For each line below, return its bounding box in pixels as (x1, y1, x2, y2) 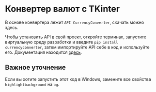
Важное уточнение (5, 63, 66, 72)
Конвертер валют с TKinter (5, 3, 120, 15)
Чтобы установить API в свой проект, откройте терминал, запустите (5, 34, 147, 40)
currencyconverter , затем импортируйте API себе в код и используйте (5, 44, 150, 50)
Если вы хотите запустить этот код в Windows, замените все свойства (5, 76, 151, 82)
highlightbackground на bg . (5, 81, 60, 87)
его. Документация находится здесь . (5, 49, 82, 55)
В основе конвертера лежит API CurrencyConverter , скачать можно (5, 19, 144, 25)
